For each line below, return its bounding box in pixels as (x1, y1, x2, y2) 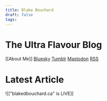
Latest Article (5, 73, 64, 85)
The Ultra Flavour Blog (5, 39, 102, 50)
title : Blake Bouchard (5, 7, 54, 13)
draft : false (5, 12, 33, 17)
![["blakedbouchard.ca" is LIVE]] (5, 90, 74, 97)
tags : (5, 17, 17, 22)
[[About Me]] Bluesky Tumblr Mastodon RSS (5, 56, 99, 62)
